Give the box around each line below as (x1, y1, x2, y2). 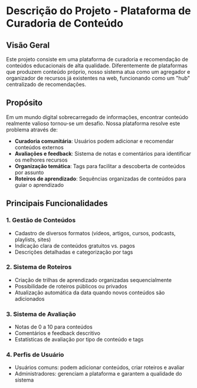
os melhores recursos (14, 156, 68, 163)
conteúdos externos (14, 143, 64, 151)
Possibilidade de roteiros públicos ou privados (14, 282, 127, 290)
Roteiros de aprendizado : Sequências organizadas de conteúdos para (14, 175, 186, 182)
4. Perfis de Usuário (6, 351, 64, 359)
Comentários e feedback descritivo (14, 330, 100, 337)
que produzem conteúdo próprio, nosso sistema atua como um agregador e (6, 68, 191, 75)
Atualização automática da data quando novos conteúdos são (14, 289, 165, 296)
